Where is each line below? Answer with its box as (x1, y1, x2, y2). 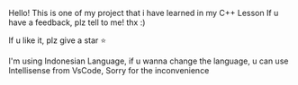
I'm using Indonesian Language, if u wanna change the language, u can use (8, 55, 289, 66)
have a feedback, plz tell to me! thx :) (8, 17, 146, 28)
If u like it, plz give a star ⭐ (8, 35, 107, 46)
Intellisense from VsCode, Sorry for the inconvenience (8, 65, 210, 75)
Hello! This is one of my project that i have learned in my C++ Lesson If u (8, 8, 279, 18)
